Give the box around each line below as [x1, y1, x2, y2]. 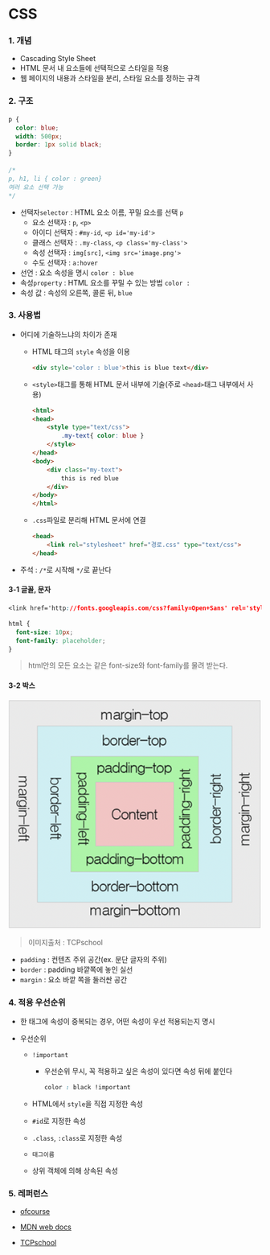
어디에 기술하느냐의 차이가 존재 [19, 329, 117, 339]
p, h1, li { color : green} [8, 175, 103, 183]
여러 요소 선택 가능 [8, 183, 63, 191]
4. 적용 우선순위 [8, 997, 66, 1008]
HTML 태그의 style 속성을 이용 [31, 347, 131, 356]
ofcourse [19, 1207, 51, 1216]
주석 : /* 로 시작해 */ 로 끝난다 [19, 565, 112, 574]
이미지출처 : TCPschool [27, 937, 103, 947]
